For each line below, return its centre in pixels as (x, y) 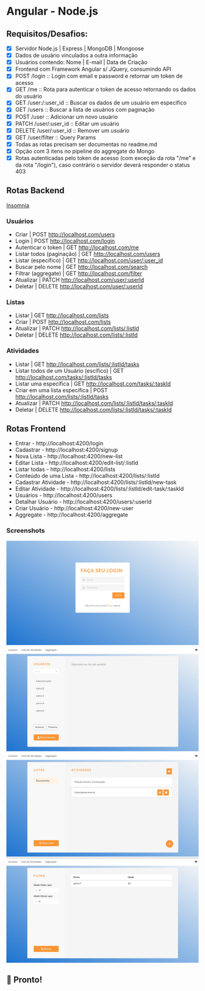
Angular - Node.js (52, 11)
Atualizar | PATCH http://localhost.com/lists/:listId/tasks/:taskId (94, 403)
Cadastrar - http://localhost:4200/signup (66, 450)
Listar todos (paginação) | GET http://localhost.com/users (88, 254)
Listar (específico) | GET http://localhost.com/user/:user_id (89, 260)
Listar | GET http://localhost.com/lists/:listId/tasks (77, 364)
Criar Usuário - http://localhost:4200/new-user (74, 508)
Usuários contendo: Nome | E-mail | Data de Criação (81, 62)
